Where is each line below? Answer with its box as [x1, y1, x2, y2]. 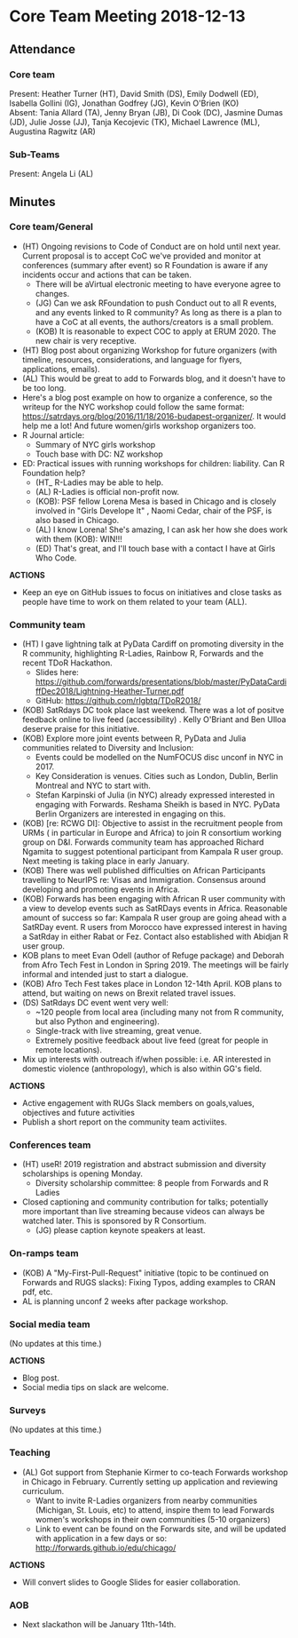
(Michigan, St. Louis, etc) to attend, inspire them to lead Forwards [35, 1504, 275, 1515]
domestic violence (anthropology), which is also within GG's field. [21, 1063, 263, 1074]
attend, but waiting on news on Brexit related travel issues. [21, 988, 237, 998]
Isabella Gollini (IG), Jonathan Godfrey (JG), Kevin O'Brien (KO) [9, 98, 239, 108]
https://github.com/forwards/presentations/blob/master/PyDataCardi [35, 677, 287, 688]
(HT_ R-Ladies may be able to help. [35, 477, 164, 488]
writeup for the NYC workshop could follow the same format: [21, 402, 245, 412]
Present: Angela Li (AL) [9, 169, 94, 179]
